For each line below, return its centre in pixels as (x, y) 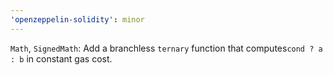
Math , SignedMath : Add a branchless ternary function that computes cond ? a (166, 48)
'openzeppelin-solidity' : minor (77, 19)
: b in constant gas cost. (61, 58)
